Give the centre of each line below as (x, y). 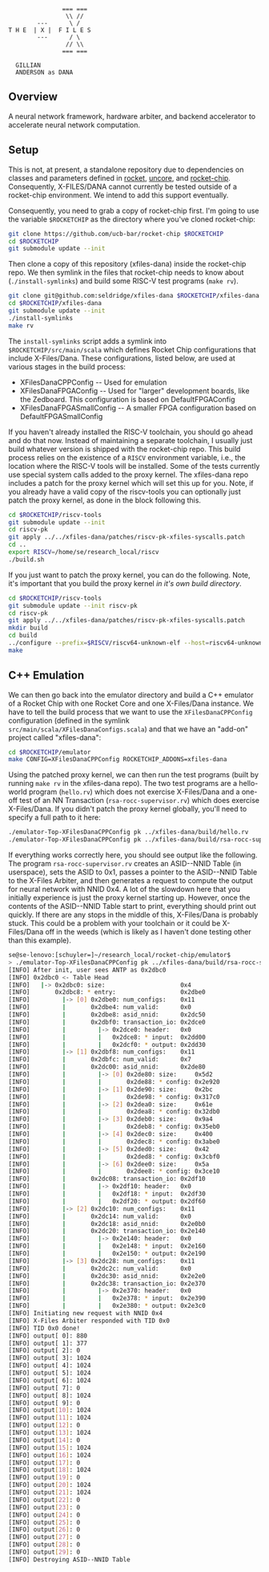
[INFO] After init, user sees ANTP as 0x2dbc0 (87, 970)
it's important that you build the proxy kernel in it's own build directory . (125, 583)
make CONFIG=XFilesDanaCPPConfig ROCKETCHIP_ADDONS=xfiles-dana (118, 760)
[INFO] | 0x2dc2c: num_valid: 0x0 (100, 1269)
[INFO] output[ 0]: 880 (48, 1336)
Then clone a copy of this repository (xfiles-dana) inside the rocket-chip (127, 264)
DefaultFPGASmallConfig (61, 416)
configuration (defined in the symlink (69, 720)
